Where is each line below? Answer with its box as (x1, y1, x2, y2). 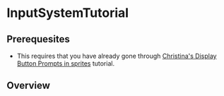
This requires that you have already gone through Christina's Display (16, 52, 217, 60)
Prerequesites (6, 33, 70, 45)
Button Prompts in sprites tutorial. (16, 59, 114, 68)
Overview (6, 80, 51, 92)
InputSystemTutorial (6, 5, 129, 21)
